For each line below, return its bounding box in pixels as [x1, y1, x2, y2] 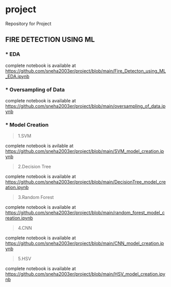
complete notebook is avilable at [5, 143, 74, 149]
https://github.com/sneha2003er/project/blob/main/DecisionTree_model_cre [5, 179, 166, 185]
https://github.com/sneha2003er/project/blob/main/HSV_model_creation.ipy [5, 271, 166, 277]
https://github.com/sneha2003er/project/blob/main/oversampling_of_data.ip [5, 103, 166, 109]
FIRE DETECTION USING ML [5, 35, 95, 44]
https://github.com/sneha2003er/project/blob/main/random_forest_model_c [5, 210, 165, 216]
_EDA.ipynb [5, 73, 30, 79]
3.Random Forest [17, 194, 54, 201]
